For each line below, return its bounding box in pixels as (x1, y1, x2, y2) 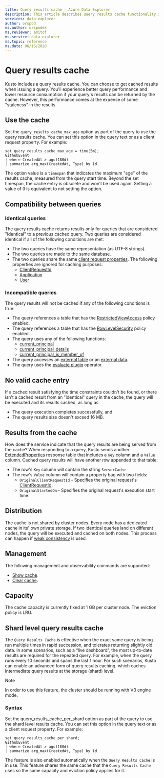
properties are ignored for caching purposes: (12, 262, 103, 267)
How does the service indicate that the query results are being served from (5, 441, 156, 447)
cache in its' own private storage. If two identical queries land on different (5, 525, 154, 531)
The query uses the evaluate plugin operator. (12, 362, 103, 368)
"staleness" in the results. (5, 101, 57, 108)
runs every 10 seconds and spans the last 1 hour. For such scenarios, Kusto (5, 657, 156, 664)
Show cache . (12, 572, 39, 578)
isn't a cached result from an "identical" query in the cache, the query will (5, 394, 154, 400)
